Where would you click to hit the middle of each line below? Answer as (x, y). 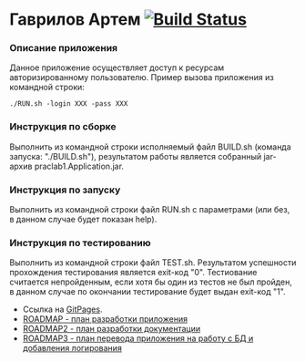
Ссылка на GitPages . (62, 309)
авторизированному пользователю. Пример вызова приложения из (142, 78)
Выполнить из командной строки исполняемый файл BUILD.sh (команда (150, 147)
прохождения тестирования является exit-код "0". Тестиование (133, 273)
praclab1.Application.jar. (79, 166)
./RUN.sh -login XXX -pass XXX (69, 104)
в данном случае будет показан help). (83, 220)
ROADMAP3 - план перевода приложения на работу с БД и (138, 338)
